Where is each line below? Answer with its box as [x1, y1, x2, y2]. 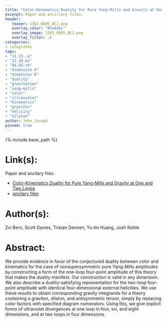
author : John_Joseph [5, 118, 48, 123]
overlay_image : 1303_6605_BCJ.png [11, 30, 83, 35]
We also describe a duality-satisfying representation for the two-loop [5, 280, 147, 286]
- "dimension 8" [5, 72, 39, 77]
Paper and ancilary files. [5, 170, 55, 177]
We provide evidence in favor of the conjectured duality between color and [5, 258, 159, 264]
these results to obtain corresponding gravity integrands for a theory [5, 290, 146, 296]
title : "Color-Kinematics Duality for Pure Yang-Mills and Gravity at [5, 7, 155, 12]
